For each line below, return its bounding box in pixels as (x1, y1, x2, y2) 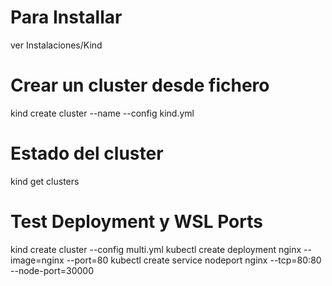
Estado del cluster (10, 142, 164, 165)
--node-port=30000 (10, 264, 94, 276)
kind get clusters (10, 175, 80, 187)
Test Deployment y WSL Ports (10, 211, 263, 233)
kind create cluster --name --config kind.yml (10, 107, 195, 119)
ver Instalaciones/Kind (10, 39, 103, 51)
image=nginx (10, 254, 65, 266)
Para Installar (10, 6, 123, 29)
